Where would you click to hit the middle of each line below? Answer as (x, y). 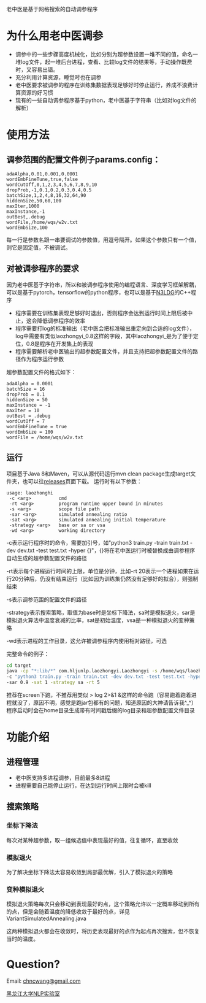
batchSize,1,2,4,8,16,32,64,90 (46, 195)
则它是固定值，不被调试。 (39, 247)
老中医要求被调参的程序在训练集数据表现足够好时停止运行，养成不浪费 (104, 85)
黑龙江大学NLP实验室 (33, 994)
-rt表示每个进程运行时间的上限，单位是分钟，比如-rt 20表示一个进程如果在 (100, 571)
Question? (33, 964)
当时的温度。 (22, 939)
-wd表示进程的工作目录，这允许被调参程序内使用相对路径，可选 (87, 640)
